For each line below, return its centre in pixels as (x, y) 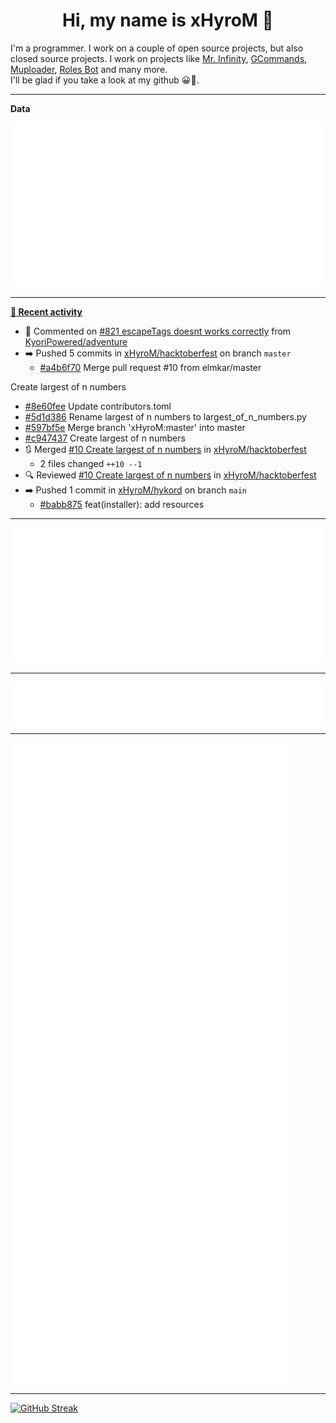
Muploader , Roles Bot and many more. (89, 69)
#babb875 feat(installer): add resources (122, 505)
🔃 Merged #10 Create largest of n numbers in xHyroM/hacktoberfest (165, 450)
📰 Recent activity (46, 312)
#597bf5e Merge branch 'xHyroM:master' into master (135, 428)
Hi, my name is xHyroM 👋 (168, 20)
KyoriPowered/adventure (76, 342)
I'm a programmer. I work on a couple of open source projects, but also (157, 48)
